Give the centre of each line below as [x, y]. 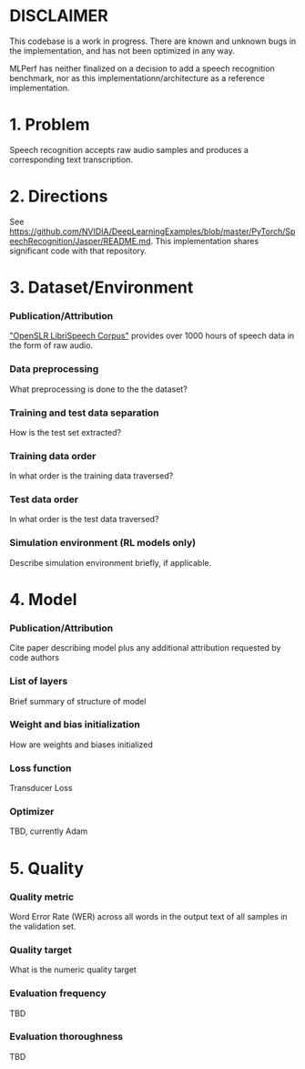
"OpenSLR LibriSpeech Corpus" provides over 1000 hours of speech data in [152, 336]
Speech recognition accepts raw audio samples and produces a [129, 149]
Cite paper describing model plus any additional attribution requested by [145, 648]
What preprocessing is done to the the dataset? [99, 389]
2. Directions [59, 196]
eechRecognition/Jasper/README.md [80, 241]
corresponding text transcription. [71, 159]
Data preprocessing [54, 369]
